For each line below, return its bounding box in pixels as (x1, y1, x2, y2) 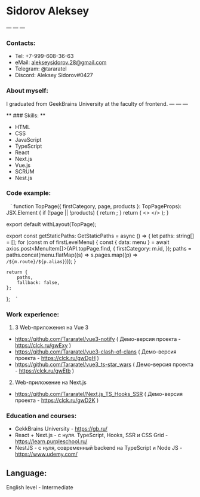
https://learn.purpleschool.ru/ (14, 438, 88, 445)
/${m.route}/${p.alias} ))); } (6, 257, 76, 264)
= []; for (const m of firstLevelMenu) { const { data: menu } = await (6, 238, 170, 246)
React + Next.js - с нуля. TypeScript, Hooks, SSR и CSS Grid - (14, 432, 168, 439)
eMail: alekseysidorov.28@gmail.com (14, 59, 107, 66)
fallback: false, (17, 279, 60, 285)
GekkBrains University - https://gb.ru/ (14, 425, 107, 432)
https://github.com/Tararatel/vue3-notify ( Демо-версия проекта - (14, 336, 181, 343)
